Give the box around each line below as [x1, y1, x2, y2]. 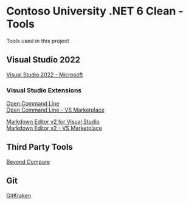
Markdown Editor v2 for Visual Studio [6, 118, 100, 126]
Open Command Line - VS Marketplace [6, 106, 105, 113]
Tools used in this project [6, 37, 70, 44]
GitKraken [6, 192, 32, 199]
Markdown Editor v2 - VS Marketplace [6, 124, 102, 132]
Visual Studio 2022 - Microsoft [6, 71, 83, 78]
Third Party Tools [6, 142, 73, 152]
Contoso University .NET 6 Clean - [6, 4, 184, 18]
